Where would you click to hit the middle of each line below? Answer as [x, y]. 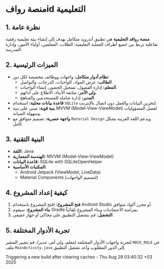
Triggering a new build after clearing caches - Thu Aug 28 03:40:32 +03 [79, 257]
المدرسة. [14, 49]
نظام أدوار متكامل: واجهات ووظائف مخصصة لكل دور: [61, 77]
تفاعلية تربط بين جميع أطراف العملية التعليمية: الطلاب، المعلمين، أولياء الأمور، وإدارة [82, 44]
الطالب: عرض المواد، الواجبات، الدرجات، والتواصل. [66, 82]
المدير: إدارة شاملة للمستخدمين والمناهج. [57, 97]
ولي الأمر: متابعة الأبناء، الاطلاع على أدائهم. [58, 92]
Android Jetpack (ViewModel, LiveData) [60, 172]
